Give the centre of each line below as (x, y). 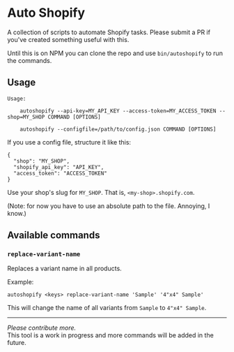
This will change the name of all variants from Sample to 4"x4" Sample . (107, 308)
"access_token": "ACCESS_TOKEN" (61, 173)
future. (17, 343)
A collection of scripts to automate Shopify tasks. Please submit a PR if (109, 32)
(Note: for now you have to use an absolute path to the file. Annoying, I (109, 206)
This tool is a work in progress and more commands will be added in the (110, 335)
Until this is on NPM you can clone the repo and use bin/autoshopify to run (115, 53)
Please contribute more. (42, 328)
